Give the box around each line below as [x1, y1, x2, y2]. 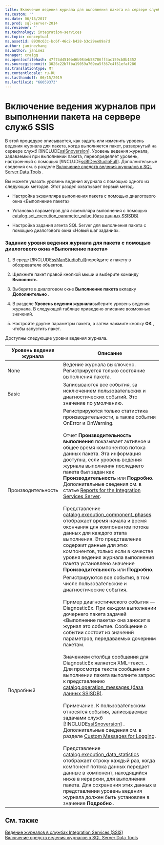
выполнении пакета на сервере [5, 111, 141, 122]
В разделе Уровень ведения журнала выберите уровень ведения [12, 301, 150, 307]
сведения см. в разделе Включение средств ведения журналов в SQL [5, 164, 152, 169]
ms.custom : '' [5, 12, 34, 17]
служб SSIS [5, 122, 55, 132]
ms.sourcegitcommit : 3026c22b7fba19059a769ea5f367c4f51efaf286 [5, 62, 137, 66]
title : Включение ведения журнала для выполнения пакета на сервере [5, 7, 147, 12]
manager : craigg [5, 52, 38, 58]
